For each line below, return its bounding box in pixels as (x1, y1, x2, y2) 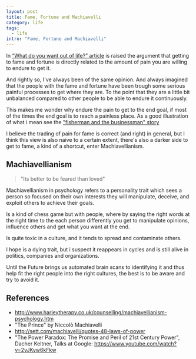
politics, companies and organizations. (6, 252, 100, 259)
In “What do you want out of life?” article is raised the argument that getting (6, 52, 190, 59)
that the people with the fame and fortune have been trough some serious (6, 82, 185, 89)
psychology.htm (14, 315, 54, 322)
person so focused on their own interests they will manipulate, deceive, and (6, 192, 190, 200)
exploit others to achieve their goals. (6, 199, 95, 206)
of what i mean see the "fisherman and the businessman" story (6, 119, 160, 125)
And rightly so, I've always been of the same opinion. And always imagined (6, 76, 188, 83)
